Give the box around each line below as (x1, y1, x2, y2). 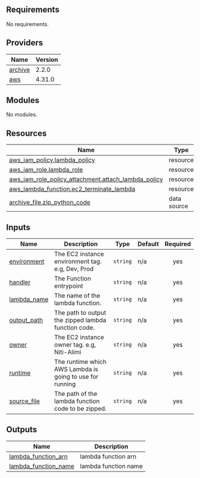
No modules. (6, 111, 37, 118)
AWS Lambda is (54, 365, 98, 373)
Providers (6, 38, 43, 48)
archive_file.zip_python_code (9, 199, 90, 207)
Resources (6, 128, 47, 139)
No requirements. (6, 20, 49, 27)
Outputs (6, 424, 37, 435)
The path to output (54, 309, 107, 317)
